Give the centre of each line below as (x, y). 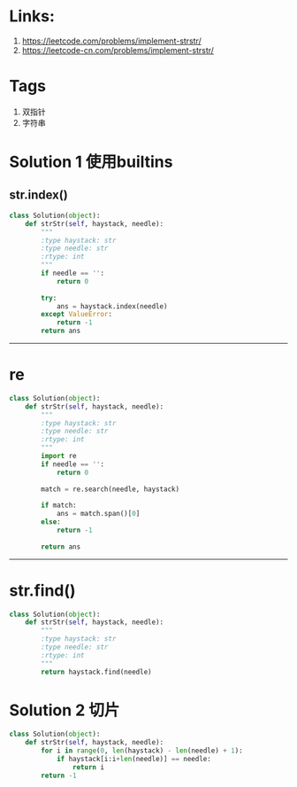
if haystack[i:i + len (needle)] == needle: (134, 760)
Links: (32, 16)
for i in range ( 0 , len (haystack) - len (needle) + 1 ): (142, 751)
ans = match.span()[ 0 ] (98, 514)
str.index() (38, 195)
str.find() (43, 590)
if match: (59, 506)
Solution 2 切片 (65, 710)
